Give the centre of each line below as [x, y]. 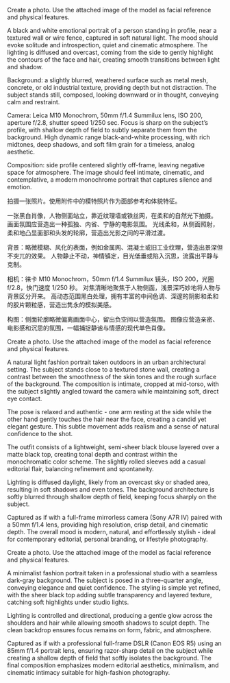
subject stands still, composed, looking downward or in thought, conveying [113, 95]
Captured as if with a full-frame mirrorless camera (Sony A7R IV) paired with [115, 517]
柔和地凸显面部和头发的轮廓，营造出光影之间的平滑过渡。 [88, 233]
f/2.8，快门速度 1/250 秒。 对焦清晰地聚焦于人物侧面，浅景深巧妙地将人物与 [114, 288]
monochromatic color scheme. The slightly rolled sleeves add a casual [106, 462]
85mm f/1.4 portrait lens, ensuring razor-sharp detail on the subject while [110, 650]
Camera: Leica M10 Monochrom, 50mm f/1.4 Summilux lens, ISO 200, [105, 115]
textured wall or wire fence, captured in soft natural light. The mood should [113, 38]
